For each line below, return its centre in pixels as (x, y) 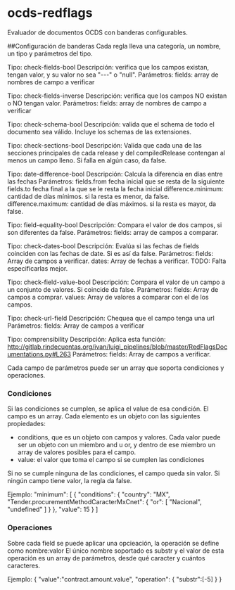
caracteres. (24, 565)
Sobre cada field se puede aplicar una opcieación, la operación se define (113, 543)
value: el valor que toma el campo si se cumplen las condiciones (111, 460)
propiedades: (26, 424)
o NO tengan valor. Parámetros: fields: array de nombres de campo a (107, 103)
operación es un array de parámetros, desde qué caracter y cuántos (106, 558)
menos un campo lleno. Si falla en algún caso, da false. (87, 160)
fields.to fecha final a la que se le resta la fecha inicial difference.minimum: (115, 188)
